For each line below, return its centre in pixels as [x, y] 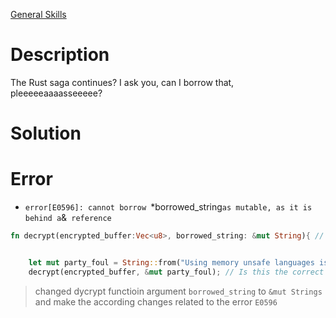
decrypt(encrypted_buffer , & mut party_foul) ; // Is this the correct [176, 272]
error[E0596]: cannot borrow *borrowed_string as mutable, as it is [168, 207]
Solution [46, 133]
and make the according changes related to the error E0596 [156, 301]
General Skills [38, 14]
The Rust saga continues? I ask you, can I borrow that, [122, 82]
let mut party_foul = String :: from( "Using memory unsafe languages [171, 262]
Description [60, 55]
